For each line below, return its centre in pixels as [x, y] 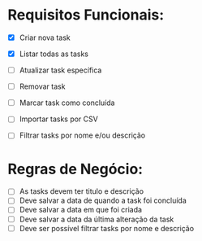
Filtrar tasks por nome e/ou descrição [82, 135]
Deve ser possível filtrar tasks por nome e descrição [107, 228]
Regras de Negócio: [75, 169]
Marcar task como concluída [67, 103]
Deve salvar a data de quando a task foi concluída [103, 200]
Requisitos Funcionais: [86, 15]
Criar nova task [45, 37]
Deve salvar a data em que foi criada [81, 210]
